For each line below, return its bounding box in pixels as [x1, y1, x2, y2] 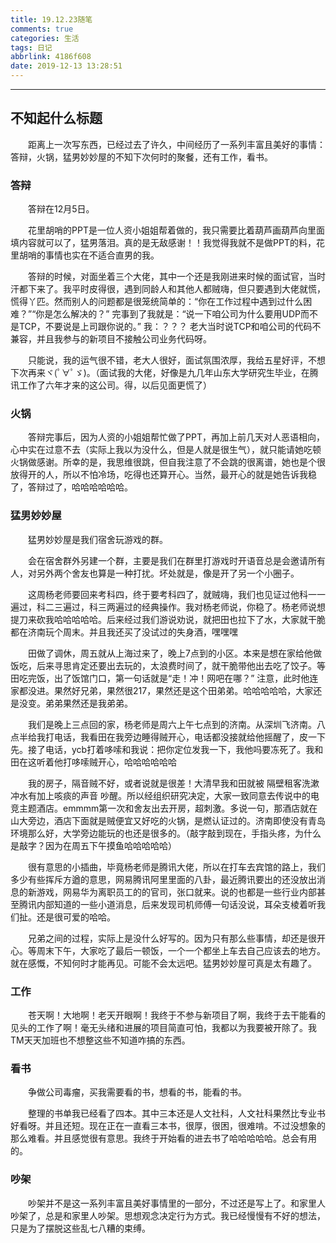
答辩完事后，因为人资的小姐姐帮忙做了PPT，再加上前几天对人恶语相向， [28, 431, 325, 443]
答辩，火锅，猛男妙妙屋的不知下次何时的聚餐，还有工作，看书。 [10, 151, 273, 163]
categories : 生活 [10, 33, 80, 43]
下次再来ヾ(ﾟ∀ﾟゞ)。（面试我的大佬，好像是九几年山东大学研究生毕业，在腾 [10, 367, 319, 379]
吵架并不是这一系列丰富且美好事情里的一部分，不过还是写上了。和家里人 [28, 1197, 326, 1209]
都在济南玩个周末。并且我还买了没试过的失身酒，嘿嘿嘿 [10, 626, 238, 638]
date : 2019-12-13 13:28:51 [10, 61, 123, 71]
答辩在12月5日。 [28, 203, 95, 215]
